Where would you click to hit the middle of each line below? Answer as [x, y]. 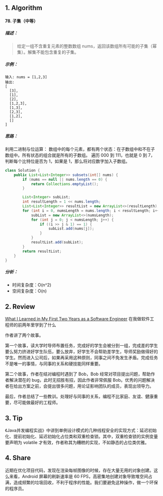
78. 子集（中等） [22, 21]
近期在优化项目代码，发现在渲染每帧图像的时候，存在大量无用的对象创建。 [79, 470]
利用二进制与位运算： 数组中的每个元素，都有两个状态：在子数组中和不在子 [80, 149]
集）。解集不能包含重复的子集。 [48, 52]
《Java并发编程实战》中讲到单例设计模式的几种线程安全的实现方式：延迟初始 [81, 430]
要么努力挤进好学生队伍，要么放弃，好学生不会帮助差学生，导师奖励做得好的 [81, 352]
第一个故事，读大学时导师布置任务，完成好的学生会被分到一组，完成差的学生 [81, 346]
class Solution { [23, 170]
